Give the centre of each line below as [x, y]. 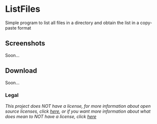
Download [21, 71]
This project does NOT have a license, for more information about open [78, 106]
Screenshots [25, 44]
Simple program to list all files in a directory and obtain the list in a [72, 23]
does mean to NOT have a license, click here [51, 116]
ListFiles [23, 9]
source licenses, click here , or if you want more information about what [78, 111]
